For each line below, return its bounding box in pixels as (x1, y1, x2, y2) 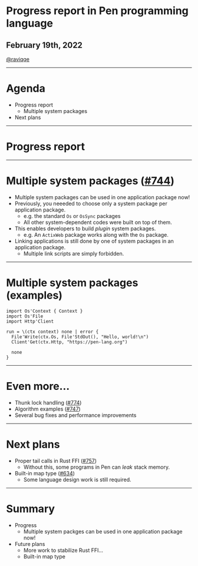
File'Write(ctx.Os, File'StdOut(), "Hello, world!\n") (11, 334, 149, 340)
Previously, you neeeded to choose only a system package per (14, 200, 168, 207)
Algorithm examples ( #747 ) (14, 405, 81, 412)
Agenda (6, 82, 45, 95)
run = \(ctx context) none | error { (6, 329, 99, 335)
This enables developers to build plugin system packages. (14, 225, 156, 232)
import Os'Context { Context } (6, 308, 83, 314)
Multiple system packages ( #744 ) (6, 174, 175, 188)
